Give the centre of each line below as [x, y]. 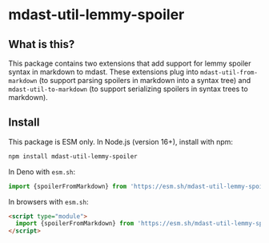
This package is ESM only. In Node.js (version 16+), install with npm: [121, 141]
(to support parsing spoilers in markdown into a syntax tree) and [145, 80]
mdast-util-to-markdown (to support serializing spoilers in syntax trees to [128, 89]
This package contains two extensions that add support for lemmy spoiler [130, 63]
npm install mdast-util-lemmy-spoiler [73, 156]
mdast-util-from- [229, 73]
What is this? [42, 44]
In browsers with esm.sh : [48, 201]
